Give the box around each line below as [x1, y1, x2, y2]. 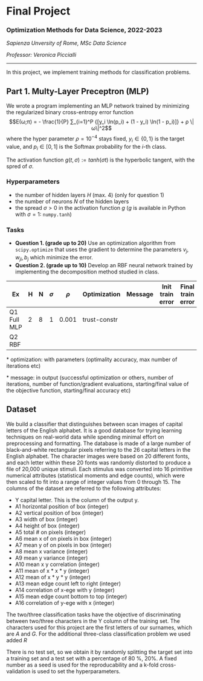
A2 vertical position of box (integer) [14, 509, 104, 516]
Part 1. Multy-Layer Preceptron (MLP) [6, 86, 149, 96]
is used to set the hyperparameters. [31, 667, 121, 675]
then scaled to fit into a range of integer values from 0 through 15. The [6, 478, 181, 485]
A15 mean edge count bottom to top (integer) [14, 593, 127, 600]
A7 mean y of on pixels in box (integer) [14, 541, 112, 549]
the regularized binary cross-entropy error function [6, 109, 134, 116]
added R [6, 636, 27, 644]
